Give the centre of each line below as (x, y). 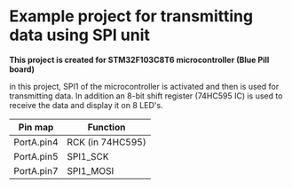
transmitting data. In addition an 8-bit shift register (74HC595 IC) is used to (146, 96)
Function (107, 127)
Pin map (36, 127)
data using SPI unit (80, 35)
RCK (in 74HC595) (107, 142)
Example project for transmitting (131, 16)
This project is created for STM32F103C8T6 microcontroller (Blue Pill (139, 59)
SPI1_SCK (88, 156)
